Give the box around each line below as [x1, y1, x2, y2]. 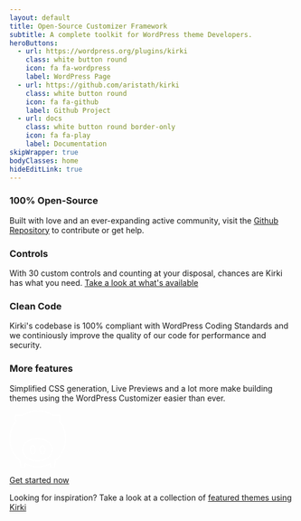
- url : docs [17, 114, 63, 123]
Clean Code [9, 299, 62, 312]
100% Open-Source [9, 194, 99, 207]
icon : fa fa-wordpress [25, 64, 111, 73]
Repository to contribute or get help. [9, 224, 145, 235]
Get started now [9, 474, 70, 485]
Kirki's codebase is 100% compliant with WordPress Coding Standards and [9, 320, 289, 331]
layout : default [9, 13, 71, 23]
